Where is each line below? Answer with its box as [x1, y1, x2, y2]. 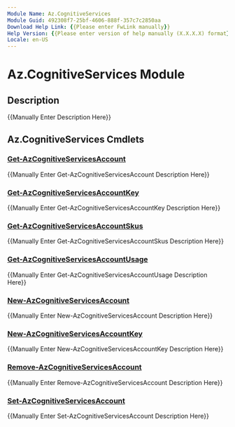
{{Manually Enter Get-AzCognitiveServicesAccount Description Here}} [7, 170, 210, 179]
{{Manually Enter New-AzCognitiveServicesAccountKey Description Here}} [7, 345, 224, 353]
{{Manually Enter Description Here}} [7, 113, 112, 121]
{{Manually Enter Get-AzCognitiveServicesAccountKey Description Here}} [7, 204, 221, 212]
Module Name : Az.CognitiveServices [7, 10, 111, 18]
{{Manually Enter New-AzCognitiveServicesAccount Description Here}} [7, 311, 213, 320]
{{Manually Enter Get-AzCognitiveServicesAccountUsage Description [7, 271, 208, 279]
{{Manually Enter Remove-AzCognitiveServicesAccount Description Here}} [7, 378, 223, 386]
